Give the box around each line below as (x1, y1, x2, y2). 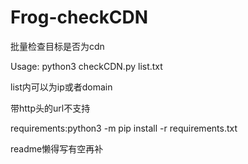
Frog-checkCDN (10, 6, 149, 29)
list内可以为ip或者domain (10, 81, 113, 93)
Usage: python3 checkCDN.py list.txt (10, 60, 163, 72)
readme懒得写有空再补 (10, 142, 104, 155)
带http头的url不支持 (10, 102, 91, 114)
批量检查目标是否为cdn (10, 40, 105, 52)
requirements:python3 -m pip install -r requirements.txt (10, 122, 238, 134)
